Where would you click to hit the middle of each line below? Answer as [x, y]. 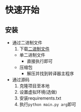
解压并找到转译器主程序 [50, 74]
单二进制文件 [32, 55]
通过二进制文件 [27, 43]
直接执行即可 [40, 61]
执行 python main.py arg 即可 [48, 104]
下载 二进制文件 [34, 49]
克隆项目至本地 [34, 86]
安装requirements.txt [40, 98]
